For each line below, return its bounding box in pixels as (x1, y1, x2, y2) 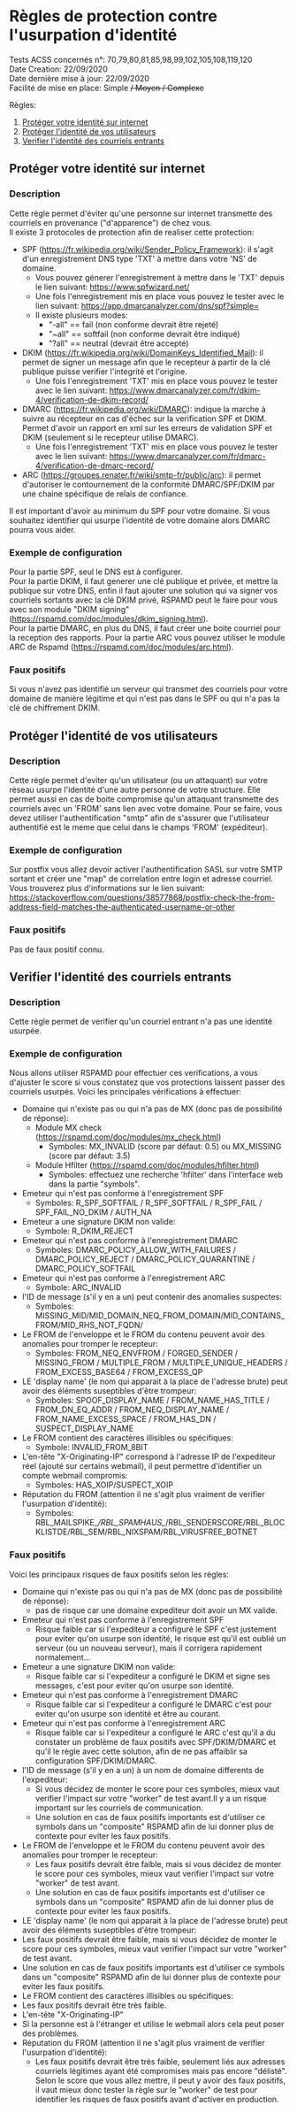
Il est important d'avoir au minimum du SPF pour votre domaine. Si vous (9, 505, 270, 516)
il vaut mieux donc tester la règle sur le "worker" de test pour (34, 2084, 258, 2094)
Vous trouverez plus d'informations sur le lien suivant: (9, 883, 205, 894)
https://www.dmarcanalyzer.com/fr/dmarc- (109, 450, 267, 461)
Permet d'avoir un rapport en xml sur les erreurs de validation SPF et (21, 422, 272, 433)
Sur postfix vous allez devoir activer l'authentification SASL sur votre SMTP (9, 864, 283, 875)
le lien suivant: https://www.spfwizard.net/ (34, 281, 190, 292)
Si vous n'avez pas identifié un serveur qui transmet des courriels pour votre (9, 684, 288, 695)
